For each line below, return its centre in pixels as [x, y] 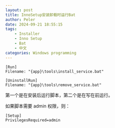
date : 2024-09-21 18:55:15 [34, 24]
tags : [11, 29]
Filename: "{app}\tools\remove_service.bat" [53, 85]
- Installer [27, 34]
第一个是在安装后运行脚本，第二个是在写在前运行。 [59, 95]
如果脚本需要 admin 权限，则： [38, 106]
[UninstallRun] [21, 80]
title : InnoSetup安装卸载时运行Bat [40, 15]
